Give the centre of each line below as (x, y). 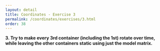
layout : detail (21, 10)
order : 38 (16, 24)
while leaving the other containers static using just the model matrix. (79, 43)
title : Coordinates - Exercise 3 (40, 14)
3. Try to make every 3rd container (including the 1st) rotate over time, (80, 38)
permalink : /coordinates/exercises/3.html (50, 19)
